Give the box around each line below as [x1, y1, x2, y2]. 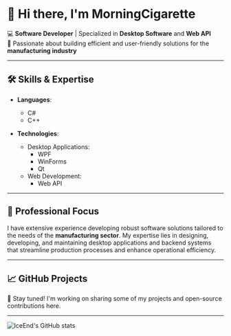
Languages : [16, 96, 52, 104]
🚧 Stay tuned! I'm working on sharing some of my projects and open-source [7, 295, 222, 303]
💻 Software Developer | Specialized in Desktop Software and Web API [7, 29, 211, 37]
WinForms [37, 157, 67, 166]
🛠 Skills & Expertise [7, 74, 94, 85]
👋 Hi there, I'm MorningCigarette [7, 6, 196, 22]
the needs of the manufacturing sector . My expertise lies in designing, [7, 231, 209, 239]
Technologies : [16, 129, 59, 137]
